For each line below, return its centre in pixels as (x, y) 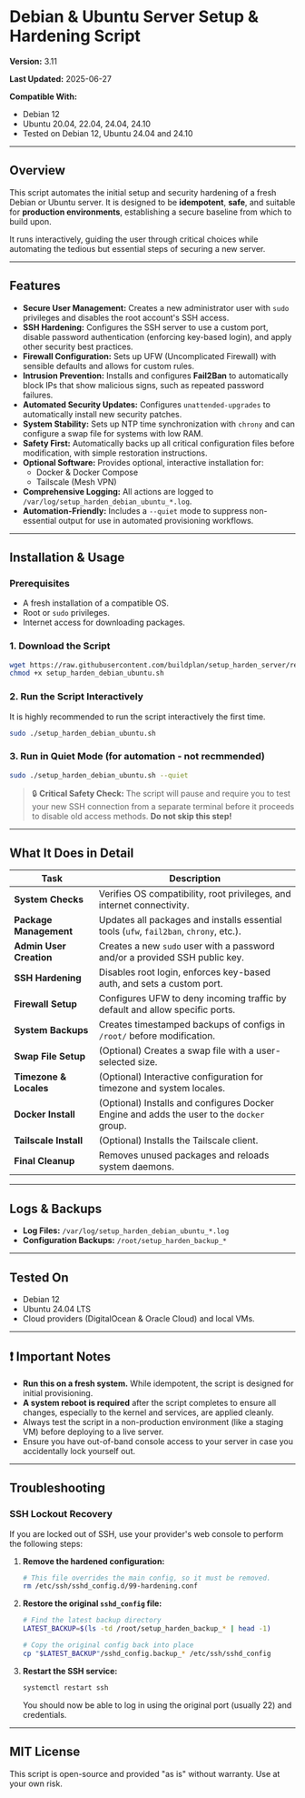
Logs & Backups (56, 1208)
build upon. (30, 221)
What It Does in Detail (72, 854)
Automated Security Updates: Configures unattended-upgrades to (146, 404)
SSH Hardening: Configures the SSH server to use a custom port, (145, 327)
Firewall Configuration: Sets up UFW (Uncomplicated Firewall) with (149, 356)
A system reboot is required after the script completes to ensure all (149, 1402)
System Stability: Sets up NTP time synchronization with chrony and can (158, 424)
